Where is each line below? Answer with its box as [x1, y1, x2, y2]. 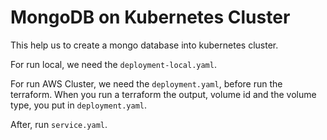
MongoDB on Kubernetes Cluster [10, 6, 291, 29]
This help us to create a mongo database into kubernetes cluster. [10, 39, 279, 51]
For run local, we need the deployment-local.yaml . [10, 58, 217, 70]
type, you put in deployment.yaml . [10, 99, 148, 111]
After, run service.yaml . [10, 118, 108, 130]
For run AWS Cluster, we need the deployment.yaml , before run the [10, 77, 283, 90]
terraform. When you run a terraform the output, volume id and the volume [10, 88, 317, 100]
